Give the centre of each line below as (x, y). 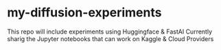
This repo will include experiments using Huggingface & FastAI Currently (110, 32)
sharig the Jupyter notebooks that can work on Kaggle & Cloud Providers (110, 38)
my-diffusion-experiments (84, 13)
